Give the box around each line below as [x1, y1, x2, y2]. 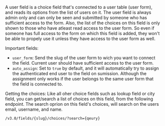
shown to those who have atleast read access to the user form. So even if [5, 25, 155, 31]
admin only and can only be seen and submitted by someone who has [5, 15, 147, 20]
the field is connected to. [12, 81, 63, 87]
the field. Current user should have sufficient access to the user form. [12, 60, 154, 66]
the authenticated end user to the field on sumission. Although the [12, 71, 147, 76]
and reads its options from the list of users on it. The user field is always [5, 9, 152, 15]
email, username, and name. [5, 106, 63, 112]
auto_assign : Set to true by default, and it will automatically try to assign [12, 65, 159, 71]
